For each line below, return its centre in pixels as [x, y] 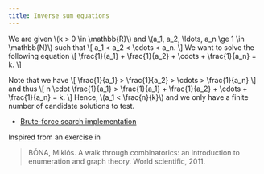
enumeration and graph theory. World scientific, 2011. [117, 161]
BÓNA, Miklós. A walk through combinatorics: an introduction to [134, 152]
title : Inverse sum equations [59, 16]
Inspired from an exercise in [54, 137]
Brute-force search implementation [78, 121]
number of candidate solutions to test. [72, 106]
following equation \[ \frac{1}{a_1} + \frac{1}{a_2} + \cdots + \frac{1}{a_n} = [132, 56]
